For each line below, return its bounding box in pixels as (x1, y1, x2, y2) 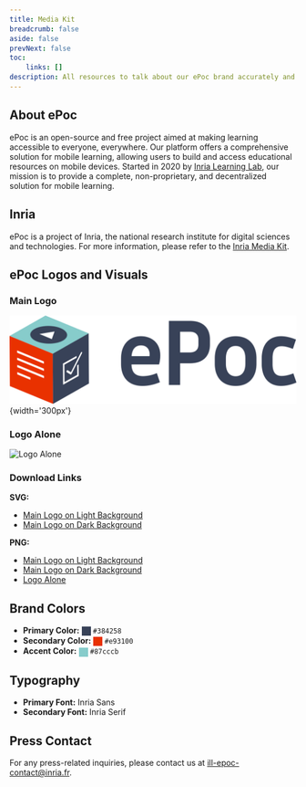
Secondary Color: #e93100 (22, 635, 134, 646)
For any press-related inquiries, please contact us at (9, 758, 206, 769)
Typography (9, 673, 80, 688)
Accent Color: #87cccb (22, 645, 119, 656)
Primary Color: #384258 (22, 625, 122, 636)
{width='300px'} (9, 404, 72, 415)
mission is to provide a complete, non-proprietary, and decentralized (9, 170, 267, 182)
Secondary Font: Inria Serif (22, 707, 127, 718)
